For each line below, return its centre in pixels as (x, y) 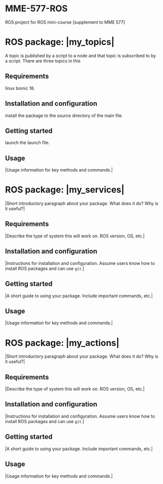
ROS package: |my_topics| (60, 42)
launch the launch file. (27, 142)
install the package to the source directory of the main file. (64, 115)
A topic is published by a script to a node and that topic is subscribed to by (81, 56)
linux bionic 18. (20, 88)
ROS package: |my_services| (65, 190)
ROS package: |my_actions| (62, 343)
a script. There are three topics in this (43, 61)
